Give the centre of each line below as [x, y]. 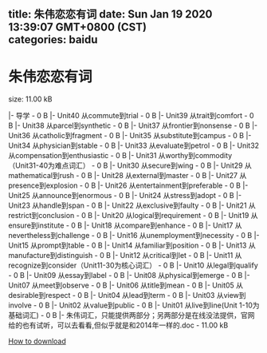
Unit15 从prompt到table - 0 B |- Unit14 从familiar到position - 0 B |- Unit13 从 [132, 245]
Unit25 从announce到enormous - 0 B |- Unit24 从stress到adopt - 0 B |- [125, 196]
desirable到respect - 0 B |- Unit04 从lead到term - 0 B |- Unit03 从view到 [127, 295]
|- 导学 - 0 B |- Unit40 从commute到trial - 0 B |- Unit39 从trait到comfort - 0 [131, 116]
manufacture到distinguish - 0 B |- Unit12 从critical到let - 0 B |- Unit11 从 [125, 256]
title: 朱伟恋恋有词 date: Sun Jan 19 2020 [110, 14]
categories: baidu [53, 40]
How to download [37, 341]
